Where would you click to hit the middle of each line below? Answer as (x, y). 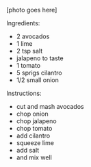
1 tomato (28, 65)
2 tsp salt (29, 51)
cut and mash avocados (50, 106)
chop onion (32, 114)
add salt (28, 150)
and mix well (34, 157)
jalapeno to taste (40, 58)
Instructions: (24, 93)
